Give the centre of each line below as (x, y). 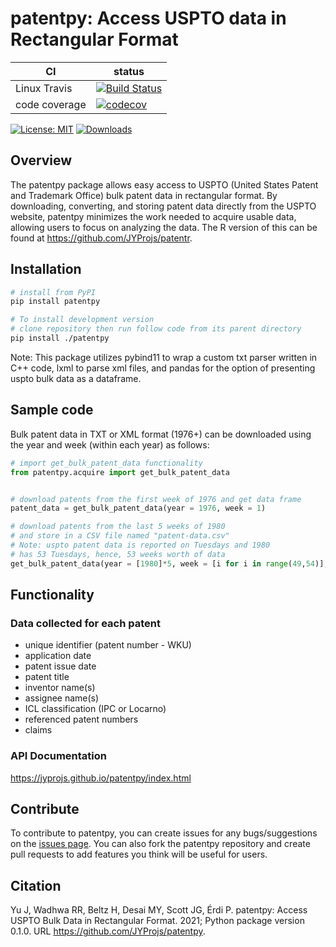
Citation (36, 885)
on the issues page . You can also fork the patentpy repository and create (160, 844)
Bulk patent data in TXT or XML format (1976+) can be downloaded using (161, 434)
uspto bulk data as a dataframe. (76, 378)
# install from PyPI (53, 292)
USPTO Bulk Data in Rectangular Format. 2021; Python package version (157, 921)
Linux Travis (44, 88)
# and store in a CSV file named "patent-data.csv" (120, 536)
